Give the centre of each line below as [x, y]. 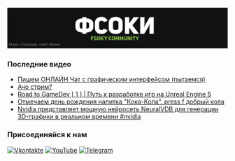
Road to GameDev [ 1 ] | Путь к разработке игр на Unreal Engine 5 [114, 94]
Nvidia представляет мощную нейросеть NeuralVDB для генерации [118, 109]
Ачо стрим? [35, 87]
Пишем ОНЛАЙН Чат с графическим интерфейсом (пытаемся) [112, 79]
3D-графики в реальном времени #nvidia [79, 117]
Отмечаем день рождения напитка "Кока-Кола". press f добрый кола [121, 101]
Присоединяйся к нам [47, 135]
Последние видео [40, 64]
